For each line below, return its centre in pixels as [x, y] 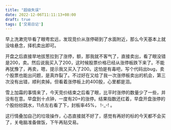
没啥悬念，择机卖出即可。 [32, 46]
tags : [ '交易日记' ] [24, 24]
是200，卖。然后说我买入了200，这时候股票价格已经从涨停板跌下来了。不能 [85, 63]
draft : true [18, 19]
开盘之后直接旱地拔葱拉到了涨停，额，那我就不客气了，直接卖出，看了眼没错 [85, 56]
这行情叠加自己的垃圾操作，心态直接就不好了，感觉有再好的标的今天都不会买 [85, 116]
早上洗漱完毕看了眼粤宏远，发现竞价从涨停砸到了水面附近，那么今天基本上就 [85, 39]
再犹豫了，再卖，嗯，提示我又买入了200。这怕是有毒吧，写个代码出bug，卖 [85, 69]
